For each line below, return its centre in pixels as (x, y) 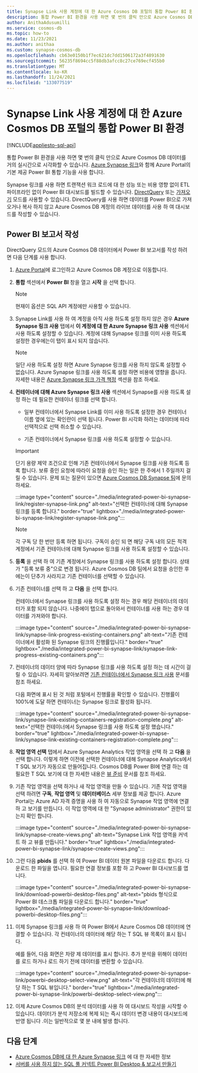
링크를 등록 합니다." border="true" (55, 511)
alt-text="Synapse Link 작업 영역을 (136, 834)
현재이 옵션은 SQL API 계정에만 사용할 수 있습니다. (73, 306)
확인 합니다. (40, 816)
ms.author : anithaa (31, 45)
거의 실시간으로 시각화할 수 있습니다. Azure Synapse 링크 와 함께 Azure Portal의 (99, 164)
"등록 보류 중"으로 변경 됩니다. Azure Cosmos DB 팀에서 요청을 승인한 (102, 569)
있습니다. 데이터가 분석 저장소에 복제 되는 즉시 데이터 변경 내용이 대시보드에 (101, 1013)
